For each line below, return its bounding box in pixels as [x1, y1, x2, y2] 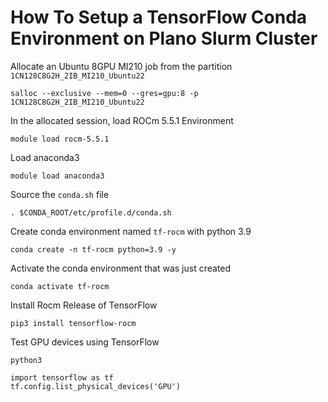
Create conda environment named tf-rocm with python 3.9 [10, 225, 252, 237]
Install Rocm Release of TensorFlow [10, 299, 158, 311]
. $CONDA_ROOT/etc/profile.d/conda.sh [10, 207, 172, 218]
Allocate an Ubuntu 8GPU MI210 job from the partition [10, 60, 233, 72]
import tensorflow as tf [10, 372, 114, 383]
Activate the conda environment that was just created [10, 262, 232, 274]
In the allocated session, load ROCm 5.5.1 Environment [10, 114, 234, 126]
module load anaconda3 [10, 171, 105, 181]
